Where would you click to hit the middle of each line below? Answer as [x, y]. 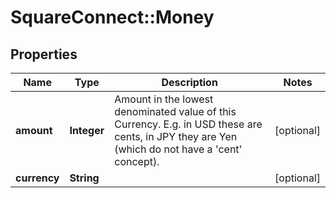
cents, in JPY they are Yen [176, 136]
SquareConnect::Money [112, 17]
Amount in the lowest [164, 99]
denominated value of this [175, 111]
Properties [44, 54]
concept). [137, 161]
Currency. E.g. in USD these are [188, 124]
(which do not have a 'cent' [178, 149]
